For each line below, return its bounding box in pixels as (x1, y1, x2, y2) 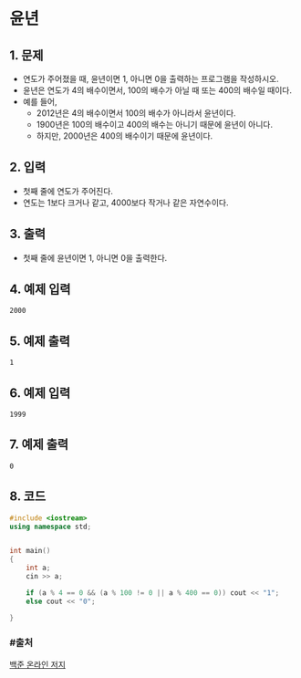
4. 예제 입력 (9, 282, 71, 297)
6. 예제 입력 (9, 385, 71, 401)
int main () (9, 547, 51, 556)
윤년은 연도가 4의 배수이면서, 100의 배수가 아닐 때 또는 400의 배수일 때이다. (22, 85, 292, 96)
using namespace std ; (9, 522, 92, 531)
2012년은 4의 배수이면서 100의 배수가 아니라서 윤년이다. (36, 108, 236, 119)
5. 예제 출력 (9, 333, 71, 349)
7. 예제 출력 (9, 437, 69, 453)
